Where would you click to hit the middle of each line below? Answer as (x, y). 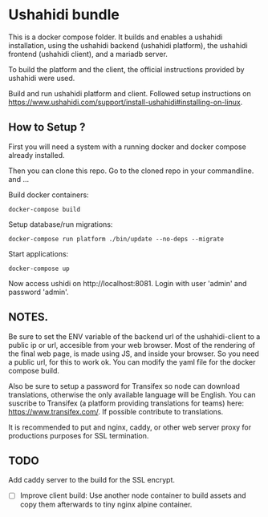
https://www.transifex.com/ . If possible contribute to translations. (116, 411)
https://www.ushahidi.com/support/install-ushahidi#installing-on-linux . (126, 102)
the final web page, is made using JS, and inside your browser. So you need (134, 353)
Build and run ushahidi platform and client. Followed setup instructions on (130, 93)
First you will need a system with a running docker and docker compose (127, 147)
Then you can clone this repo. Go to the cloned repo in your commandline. (131, 171)
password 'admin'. (39, 292)
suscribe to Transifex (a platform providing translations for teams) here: (126, 403)
